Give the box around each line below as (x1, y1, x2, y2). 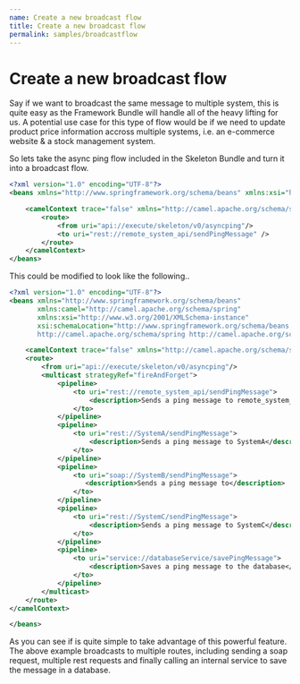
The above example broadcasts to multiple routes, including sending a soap (9, 646, 288, 656)
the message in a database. (9, 664, 112, 676)
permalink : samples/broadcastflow (9, 30, 138, 38)
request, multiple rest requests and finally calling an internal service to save (9, 655, 287, 666)
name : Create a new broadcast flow (9, 13, 142, 22)
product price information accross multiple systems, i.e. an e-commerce (9, 126, 275, 137)
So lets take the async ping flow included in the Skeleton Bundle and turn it (9, 153, 285, 164)
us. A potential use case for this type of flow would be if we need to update (9, 117, 286, 128)
